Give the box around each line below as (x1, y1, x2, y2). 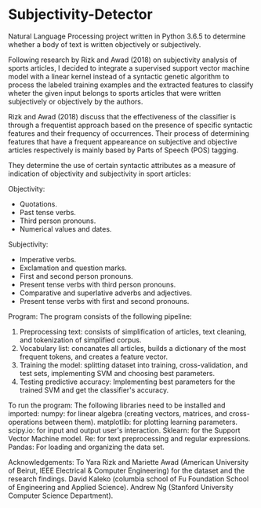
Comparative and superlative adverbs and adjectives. (19, 288, 192, 298)
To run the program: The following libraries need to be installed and (8, 400, 226, 410)
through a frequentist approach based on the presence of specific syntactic (8, 120, 253, 130)
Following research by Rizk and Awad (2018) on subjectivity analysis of (8, 55, 237, 64)
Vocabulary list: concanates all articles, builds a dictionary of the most (19, 343, 246, 353)
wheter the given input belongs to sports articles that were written (8, 88, 222, 97)
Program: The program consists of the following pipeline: (8, 312, 192, 321)
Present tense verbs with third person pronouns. (19, 280, 176, 289)
